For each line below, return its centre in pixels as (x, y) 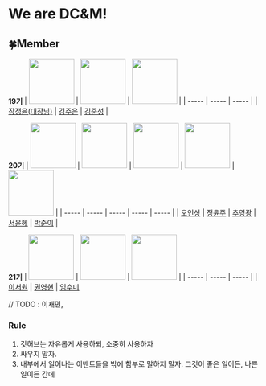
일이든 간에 (37, 374)
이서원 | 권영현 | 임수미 (44, 287)
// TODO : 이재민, (36, 304)
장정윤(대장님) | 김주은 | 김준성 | (58, 111)
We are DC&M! (58, 14)
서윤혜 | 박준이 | (33, 223)
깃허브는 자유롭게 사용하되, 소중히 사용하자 (87, 344)
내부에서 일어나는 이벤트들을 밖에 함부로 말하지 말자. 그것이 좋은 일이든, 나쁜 (139, 364)
